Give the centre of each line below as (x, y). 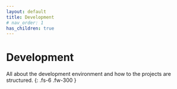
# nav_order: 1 (25, 23)
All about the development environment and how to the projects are (88, 74)
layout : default (26, 12)
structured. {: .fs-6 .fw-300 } (41, 80)
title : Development (30, 17)
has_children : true (30, 28)
